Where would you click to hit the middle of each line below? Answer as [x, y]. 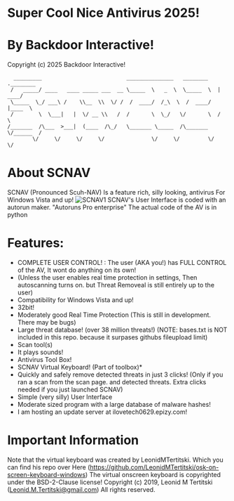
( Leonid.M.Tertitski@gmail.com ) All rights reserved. [81, 489]
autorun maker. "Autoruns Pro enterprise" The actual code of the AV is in [112, 207]
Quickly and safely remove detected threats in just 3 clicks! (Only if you [120, 375]
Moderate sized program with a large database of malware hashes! [114, 404]
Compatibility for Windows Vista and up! [76, 300]
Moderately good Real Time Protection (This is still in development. [114, 315]
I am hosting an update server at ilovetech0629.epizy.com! [102, 412]
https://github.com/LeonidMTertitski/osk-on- [154, 467]
